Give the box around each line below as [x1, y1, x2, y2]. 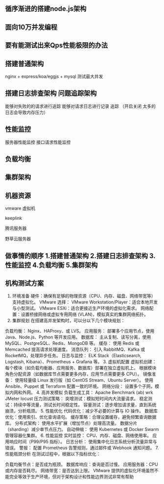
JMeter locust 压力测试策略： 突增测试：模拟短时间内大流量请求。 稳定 [5, 395, 148, 402]
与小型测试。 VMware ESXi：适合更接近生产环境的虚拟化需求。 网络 [12, 305, 149, 311]
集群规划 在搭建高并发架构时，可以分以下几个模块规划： [12, 318, 125, 324]
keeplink [5, 215, 23, 221]
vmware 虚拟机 [5, 206, 36, 212]
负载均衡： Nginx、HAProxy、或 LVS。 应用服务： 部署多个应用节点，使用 [5, 328, 155, 334]
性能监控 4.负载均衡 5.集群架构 [5, 261, 98, 269]
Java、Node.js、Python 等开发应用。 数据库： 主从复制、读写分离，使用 [5, 334, 151, 340]
